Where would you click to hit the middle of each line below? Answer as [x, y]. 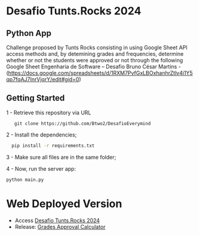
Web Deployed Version [64, 203]
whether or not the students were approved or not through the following [95, 60]
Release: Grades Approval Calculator [60, 226]
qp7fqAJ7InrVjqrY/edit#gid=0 [43, 79]
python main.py [25, 180]
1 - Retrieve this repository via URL [49, 113]
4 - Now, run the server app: [41, 168]
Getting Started [36, 98]
